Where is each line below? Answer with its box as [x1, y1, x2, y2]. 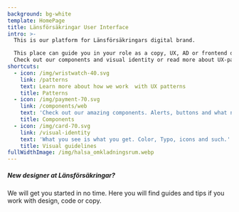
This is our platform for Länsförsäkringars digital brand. [14, 37, 196, 44]
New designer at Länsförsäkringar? [7, 171, 116, 179]
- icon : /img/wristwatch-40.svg [14, 69, 110, 77]
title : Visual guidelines [20, 142, 97, 149]
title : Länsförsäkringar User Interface [7, 23, 129, 31]
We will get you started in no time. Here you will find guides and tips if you [7, 189, 225, 198]
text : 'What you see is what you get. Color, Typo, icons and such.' [20, 136, 231, 143]
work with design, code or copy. [7, 196, 102, 205]
